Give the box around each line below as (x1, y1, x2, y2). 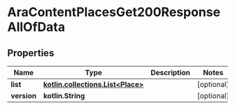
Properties (7, 47, 55, 59)
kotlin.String (43, 91, 85, 100)
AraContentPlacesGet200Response (7, 4, 221, 20)
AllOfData (7, 19, 65, 35)
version (10, 91, 37, 100)
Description (150, 68, 191, 77)
